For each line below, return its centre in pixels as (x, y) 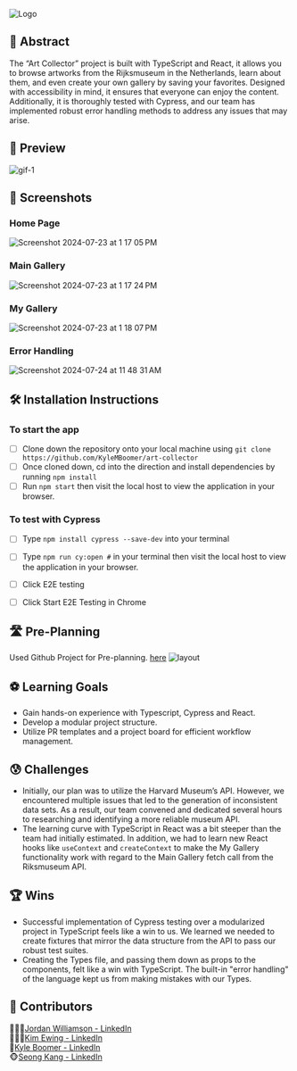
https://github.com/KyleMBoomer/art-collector (110, 458)
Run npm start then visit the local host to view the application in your (148, 486)
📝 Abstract (39, 42)
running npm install (59, 477)
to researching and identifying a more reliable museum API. (131, 819)
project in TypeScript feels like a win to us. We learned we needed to (148, 931)
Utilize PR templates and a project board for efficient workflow (136, 732)
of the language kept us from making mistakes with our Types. (137, 978)
